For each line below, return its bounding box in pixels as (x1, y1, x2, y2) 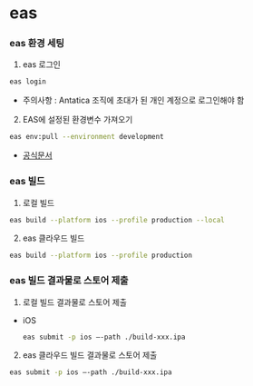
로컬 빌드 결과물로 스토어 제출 (22, 296, 127, 307)
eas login (9, 77, 47, 86)
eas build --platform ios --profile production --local (9, 215, 225, 224)
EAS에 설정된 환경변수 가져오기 (22, 114, 133, 125)
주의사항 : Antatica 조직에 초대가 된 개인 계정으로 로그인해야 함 (22, 94, 245, 106)
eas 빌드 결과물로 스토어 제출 (9, 274, 129, 287)
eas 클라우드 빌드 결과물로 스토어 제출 (22, 350, 158, 361)
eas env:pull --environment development (9, 133, 165, 142)
